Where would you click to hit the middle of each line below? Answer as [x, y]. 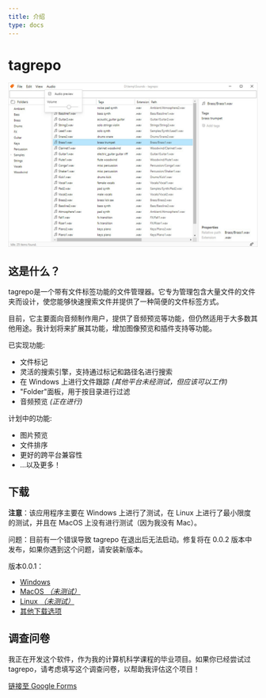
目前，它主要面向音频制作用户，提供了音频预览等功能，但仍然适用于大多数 [129, 318]
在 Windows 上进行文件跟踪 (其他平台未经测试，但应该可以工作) [123, 381]
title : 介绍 [27, 17]
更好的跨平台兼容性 [51, 454]
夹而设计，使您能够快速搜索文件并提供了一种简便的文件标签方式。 [116, 302]
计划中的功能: [30, 418]
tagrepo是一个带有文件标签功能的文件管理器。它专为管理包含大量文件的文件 [132, 291]
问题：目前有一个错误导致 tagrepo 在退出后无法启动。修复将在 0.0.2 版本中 [130, 539]
